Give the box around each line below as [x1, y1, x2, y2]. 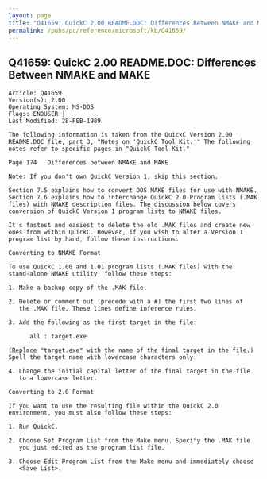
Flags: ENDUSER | [8, 110, 66, 118]
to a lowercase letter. [18, 374, 98, 382]
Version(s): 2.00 [8, 96, 66, 104]
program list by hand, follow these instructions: [8, 235, 180, 243]
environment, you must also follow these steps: [8, 409, 172, 417]
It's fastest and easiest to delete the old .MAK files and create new [8, 222, 250, 230]
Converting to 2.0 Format [8, 388, 94, 396]
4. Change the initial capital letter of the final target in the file [8, 367, 250, 376]
